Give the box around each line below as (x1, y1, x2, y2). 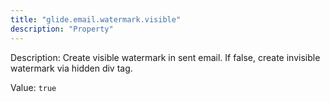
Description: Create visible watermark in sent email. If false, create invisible (10, 51, 321, 63)
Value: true (10, 81, 57, 93)
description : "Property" (10, 24, 114, 34)
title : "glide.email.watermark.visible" (10, 14, 182, 25)
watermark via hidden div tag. (10, 62, 133, 74)
